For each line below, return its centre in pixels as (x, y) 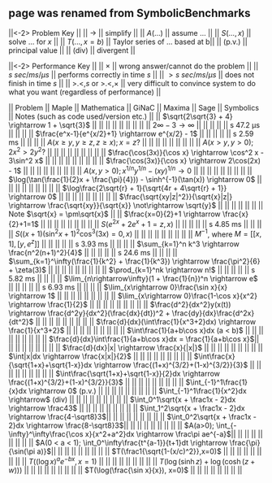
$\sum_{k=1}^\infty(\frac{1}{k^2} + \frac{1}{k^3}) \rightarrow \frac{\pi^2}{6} (134, 261)
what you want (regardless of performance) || (85, 92)
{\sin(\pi (22, 451)
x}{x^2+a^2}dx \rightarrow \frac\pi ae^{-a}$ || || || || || (174, 434)
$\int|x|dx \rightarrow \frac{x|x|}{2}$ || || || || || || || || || (100, 356)
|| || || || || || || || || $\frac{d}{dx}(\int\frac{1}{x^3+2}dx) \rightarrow (146, 322)
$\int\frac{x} (214, 356)
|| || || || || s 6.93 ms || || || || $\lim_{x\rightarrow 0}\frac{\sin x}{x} (118, 287)
